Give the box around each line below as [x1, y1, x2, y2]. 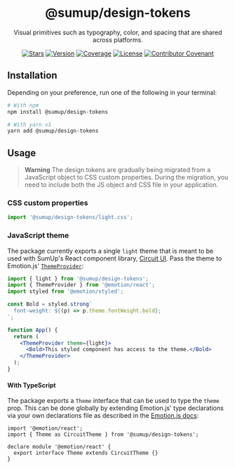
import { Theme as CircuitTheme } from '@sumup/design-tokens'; [7, 431, 199, 438]
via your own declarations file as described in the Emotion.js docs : [7, 411, 199, 420]
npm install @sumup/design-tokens [7, 108, 109, 115]
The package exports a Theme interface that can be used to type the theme [7, 397, 220, 405]
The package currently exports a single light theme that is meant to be [7, 246, 214, 255]
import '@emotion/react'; [7, 425, 83, 432]
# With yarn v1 [7, 121, 52, 128]
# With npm [7, 102, 39, 109]
